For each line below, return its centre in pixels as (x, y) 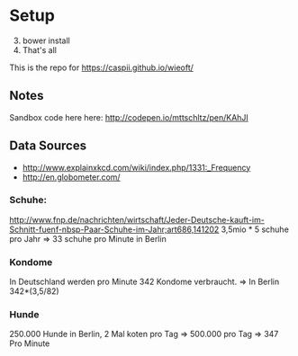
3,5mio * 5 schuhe (255, 229)
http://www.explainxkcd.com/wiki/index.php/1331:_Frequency (136, 167)
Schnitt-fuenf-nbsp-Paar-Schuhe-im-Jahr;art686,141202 (114, 229)
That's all (39, 49)
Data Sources (48, 146)
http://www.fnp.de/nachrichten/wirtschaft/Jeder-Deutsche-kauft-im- (137, 219)
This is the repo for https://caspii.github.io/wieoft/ (101, 67)
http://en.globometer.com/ (71, 177)
